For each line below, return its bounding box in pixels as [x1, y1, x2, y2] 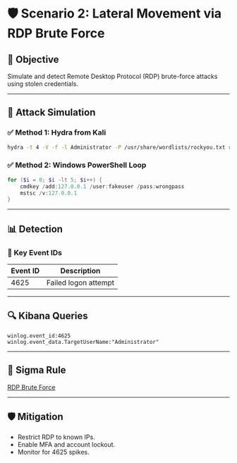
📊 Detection [7, 223, 63, 235]
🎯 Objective [7, 54, 59, 66]
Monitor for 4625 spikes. [17, 448, 90, 457]
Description [60, 266, 101, 276]
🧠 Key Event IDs [7, 247, 62, 257]
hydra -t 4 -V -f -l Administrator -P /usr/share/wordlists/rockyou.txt [7, 144, 226, 151]
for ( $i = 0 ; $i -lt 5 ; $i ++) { [7, 176, 103, 183]
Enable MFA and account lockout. [17, 440, 116, 449]
